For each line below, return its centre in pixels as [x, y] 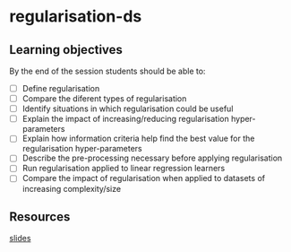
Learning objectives [66, 50]
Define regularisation [61, 88]
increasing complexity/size [72, 188]
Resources [40, 217]
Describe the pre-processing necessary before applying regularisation [152, 158]
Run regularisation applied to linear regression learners [124, 169]
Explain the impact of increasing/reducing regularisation [126, 119]
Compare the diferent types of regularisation [104, 99]
